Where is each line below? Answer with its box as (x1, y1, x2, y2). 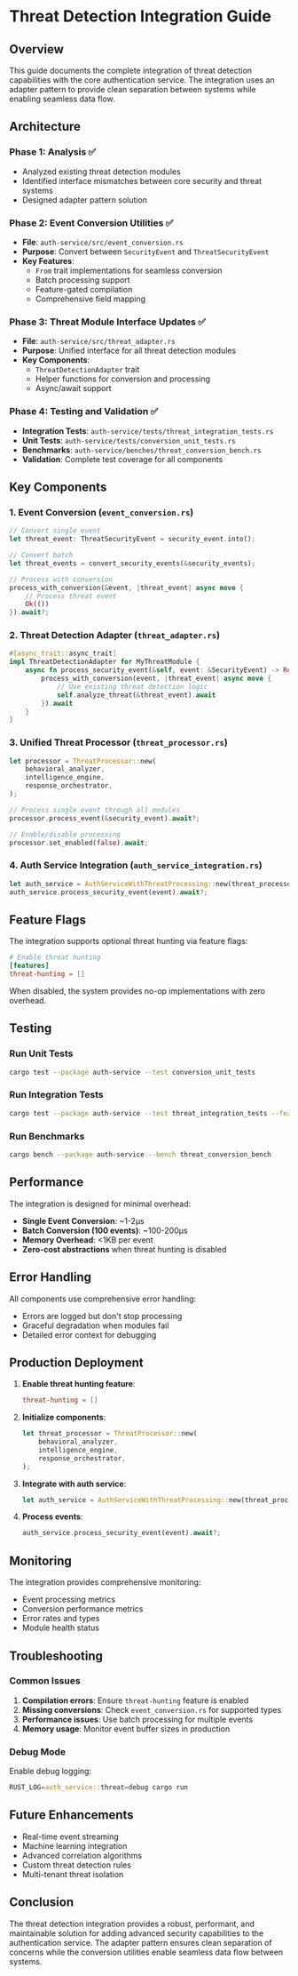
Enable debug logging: (9, 1766, 91, 1777)
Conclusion (9, 1895, 74, 1910)
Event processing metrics (21, 1594, 116, 1605)
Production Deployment (9, 1355, 144, 1370)
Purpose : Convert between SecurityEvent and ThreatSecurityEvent (21, 246, 270, 257)
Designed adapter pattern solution (21, 194, 148, 205)
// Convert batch (9, 551, 74, 560)
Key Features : (21, 255, 74, 266)
